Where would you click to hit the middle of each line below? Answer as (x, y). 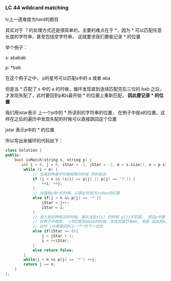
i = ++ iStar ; (55, 241)
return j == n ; (40, 265)
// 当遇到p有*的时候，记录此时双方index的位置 (76, 193)
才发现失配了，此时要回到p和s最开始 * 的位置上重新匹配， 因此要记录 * (79, 96)
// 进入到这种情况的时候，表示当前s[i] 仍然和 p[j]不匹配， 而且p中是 (99, 217)
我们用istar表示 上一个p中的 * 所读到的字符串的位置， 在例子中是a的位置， (83, 113)
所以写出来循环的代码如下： (34, 141)
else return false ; (53, 250)
